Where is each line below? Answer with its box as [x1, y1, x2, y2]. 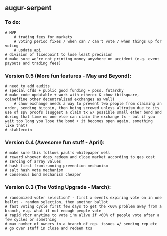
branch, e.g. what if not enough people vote [5, 208, 101, 213]
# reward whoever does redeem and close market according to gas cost [5, 155, 155, 160]
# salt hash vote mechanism [5, 168, 64, 173]
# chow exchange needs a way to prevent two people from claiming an [14, 101, 162, 106]
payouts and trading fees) [5, 61, 61, 66]
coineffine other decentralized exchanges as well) [5, 97, 115, 102]
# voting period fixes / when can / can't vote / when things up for [14, 39, 162, 44]
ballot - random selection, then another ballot [5, 199, 108, 204]
